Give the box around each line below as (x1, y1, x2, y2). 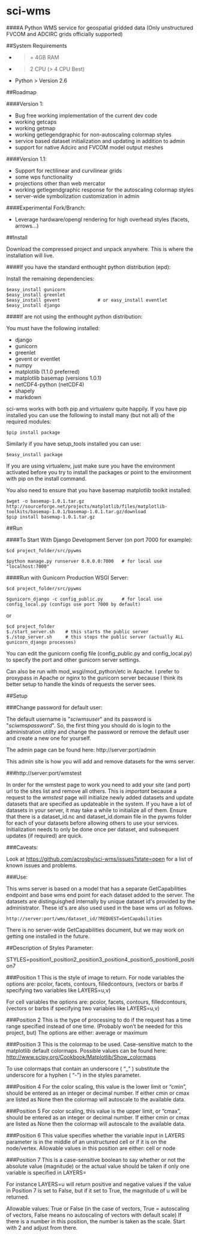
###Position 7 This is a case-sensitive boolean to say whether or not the (6, 1156, 185, 1163)
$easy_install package (6, 451, 63, 457)
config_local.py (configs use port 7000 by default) (6, 601, 141, 607)
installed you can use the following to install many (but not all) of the (6, 411, 175, 418)
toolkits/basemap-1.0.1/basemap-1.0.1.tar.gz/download (6, 508, 146, 514)
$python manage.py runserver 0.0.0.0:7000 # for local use (6, 558, 163, 564)
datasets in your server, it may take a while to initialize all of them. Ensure (6, 806, 187, 814)
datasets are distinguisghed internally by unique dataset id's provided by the (6, 897, 196, 904)
